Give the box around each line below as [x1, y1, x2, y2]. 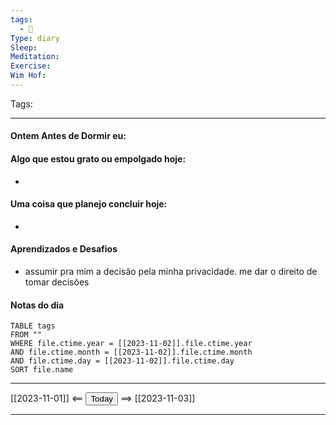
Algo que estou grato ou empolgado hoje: [10, 153, 187, 165]
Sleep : [10, 42, 38, 53]
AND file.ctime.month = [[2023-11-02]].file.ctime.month [10, 347, 253, 358]
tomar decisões [24, 276, 90, 288]
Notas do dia [10, 299, 65, 311]
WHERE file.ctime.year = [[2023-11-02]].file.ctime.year [10, 339, 253, 349]
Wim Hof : [10, 71, 47, 81]
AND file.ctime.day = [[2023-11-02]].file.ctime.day [10, 356, 235, 366]
